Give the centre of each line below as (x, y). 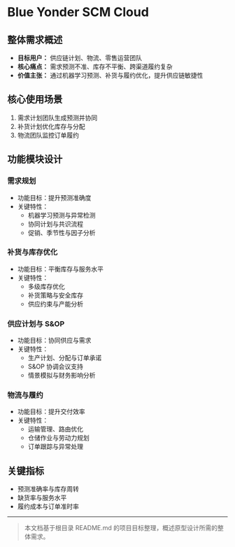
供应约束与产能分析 (56, 304)
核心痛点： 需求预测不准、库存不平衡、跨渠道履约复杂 (95, 66)
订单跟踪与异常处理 (56, 447)
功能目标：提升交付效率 (51, 412)
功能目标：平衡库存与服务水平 (60, 269)
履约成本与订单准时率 (48, 506)
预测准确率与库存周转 (48, 489)
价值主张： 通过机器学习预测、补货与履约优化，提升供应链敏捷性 (110, 75)
